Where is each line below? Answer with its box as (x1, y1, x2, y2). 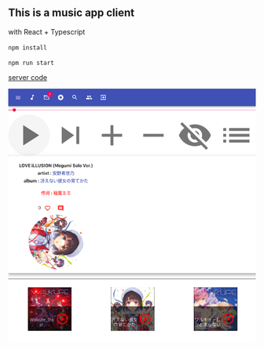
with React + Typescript (8, 27, 86, 36)
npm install (8, 43, 47, 52)
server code (8, 72, 48, 82)
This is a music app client (8, 6, 135, 20)
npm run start (8, 59, 55, 67)
